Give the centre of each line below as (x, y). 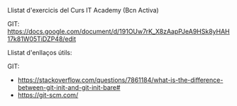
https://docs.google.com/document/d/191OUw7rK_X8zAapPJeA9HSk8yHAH (118, 31)
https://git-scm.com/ (48, 95)
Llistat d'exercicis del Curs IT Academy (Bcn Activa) (83, 10)
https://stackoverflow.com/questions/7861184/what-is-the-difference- (120, 80)
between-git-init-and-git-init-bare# (69, 87)
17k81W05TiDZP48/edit (42, 39)
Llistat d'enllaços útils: (40, 53)
